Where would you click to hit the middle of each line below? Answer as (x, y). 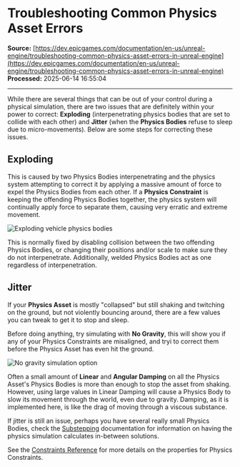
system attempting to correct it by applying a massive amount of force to (115, 184)
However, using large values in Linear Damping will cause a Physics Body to (119, 391)
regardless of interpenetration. (52, 265)
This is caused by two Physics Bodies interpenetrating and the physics (111, 176)
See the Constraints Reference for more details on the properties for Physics (120, 450)
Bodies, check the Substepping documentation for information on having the (120, 428)
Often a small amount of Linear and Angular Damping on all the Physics (114, 376)
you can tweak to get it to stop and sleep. (68, 320)
